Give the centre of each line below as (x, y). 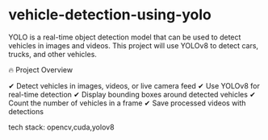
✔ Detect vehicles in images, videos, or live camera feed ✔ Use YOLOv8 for (134, 85)
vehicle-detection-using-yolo (110, 15)
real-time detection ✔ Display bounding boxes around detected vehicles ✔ (132, 94)
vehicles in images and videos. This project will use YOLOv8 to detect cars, (134, 45)
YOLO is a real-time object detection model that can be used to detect (125, 37)
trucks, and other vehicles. (52, 54)
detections (26, 111)
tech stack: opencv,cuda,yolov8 (61, 127)
